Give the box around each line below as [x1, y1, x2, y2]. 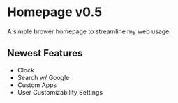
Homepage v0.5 [7, 4, 103, 20]
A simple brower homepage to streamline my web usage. [7, 27, 171, 35]
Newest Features [7, 47, 83, 59]
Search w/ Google [17, 73, 70, 81]
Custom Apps [17, 81, 57, 89]
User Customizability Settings [17, 88, 103, 96]
